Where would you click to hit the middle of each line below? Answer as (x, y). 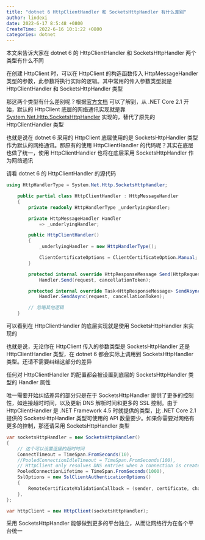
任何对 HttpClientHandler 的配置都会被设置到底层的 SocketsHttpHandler (97, 374)
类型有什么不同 (25, 60)
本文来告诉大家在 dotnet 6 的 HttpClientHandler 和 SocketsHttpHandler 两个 (102, 53)
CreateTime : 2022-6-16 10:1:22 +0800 (54, 29)
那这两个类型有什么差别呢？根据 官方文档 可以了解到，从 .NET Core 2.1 (94, 102)
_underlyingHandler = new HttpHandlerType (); (98, 247)
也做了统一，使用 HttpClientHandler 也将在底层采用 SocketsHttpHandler (97, 153)
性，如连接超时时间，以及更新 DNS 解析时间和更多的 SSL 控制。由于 (92, 403)
